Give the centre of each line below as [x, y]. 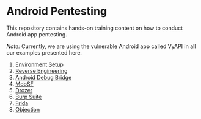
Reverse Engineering [41, 70]
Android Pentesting [57, 11]
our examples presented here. [44, 52]
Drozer [24, 90]
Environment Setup [39, 64]
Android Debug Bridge [43, 77]
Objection [27, 109]
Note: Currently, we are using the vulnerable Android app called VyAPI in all [101, 46]
